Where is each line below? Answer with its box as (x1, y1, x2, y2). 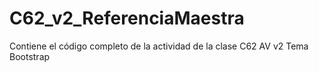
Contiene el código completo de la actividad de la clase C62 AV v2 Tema (9, 40, 309, 52)
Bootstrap (9, 50, 51, 62)
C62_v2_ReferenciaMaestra (9, 7, 245, 30)
